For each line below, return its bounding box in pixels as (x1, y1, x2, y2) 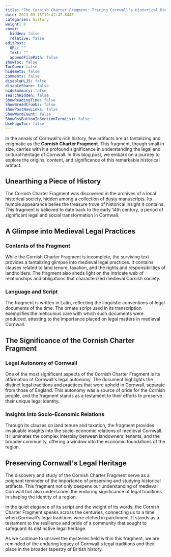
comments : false (5, 74, 40, 79)
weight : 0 (5, 21, 26, 27)
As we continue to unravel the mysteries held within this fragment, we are (5, 536, 159, 542)
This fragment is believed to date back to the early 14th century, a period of (5, 207, 164, 213)
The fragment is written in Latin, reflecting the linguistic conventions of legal (5, 300, 165, 306)
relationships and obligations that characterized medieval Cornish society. (5, 276, 161, 282)
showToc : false (5, 60, 38, 65)
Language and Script (5, 288, 58, 296)
